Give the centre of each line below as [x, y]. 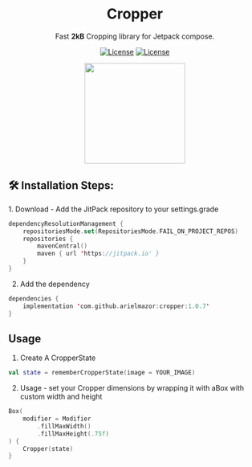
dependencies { [34, 298]
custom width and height [61, 397]
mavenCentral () [63, 246]
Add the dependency [55, 284]
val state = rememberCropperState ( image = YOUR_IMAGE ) [102, 373]
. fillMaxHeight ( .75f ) [73, 434]
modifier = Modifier [57, 419]
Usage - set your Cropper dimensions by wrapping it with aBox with [132, 388]
